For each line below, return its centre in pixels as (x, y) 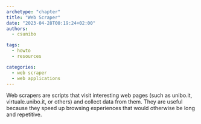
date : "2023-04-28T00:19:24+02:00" (51, 23)
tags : (13, 45)
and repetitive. (24, 114)
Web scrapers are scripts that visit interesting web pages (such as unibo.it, (99, 95)
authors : (17, 29)
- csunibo (24, 34)
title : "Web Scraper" (33, 17)
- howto (21, 51)
